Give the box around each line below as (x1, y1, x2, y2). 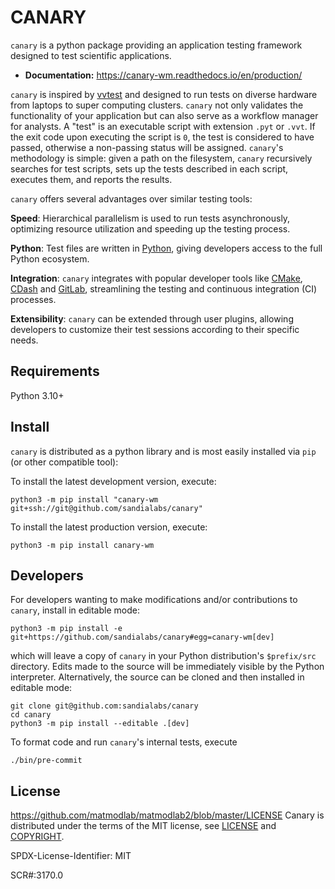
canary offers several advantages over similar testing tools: (10, 192, 253, 205)
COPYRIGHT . (10, 831, 65, 843)
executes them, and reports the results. (10, 173, 173, 185)
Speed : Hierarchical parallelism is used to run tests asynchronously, (10, 212, 291, 224)
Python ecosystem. (10, 252, 90, 265)
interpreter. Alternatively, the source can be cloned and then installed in (10, 671, 305, 683)
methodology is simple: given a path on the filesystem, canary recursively (10, 152, 313, 164)
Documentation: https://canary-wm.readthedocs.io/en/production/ (24, 69, 303, 81)
